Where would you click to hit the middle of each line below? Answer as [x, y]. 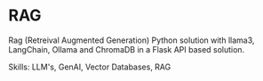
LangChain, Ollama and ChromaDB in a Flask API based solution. [127, 49]
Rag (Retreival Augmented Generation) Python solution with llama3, [131, 40]
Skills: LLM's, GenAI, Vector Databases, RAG [90, 67]
